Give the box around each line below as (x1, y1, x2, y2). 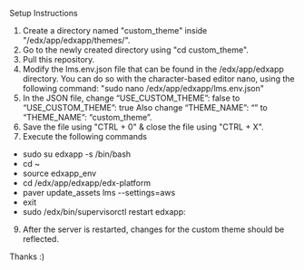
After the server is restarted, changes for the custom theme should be (22, 224, 285, 235)
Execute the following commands (22, 131, 148, 141)
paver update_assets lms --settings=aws (22, 188, 176, 198)
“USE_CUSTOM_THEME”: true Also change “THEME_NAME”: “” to (22, 102, 268, 112)
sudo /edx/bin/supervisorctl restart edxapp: (22, 207, 186, 217)
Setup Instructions (9, 8, 79, 18)
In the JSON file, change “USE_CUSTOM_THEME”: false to (22, 92, 240, 103)
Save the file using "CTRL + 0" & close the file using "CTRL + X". (22, 121, 265, 132)
